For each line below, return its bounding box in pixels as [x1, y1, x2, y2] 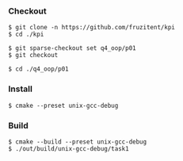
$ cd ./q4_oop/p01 [8, 65, 69, 73]
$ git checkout [8, 52, 59, 59]
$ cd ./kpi [8, 30, 44, 39]
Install [8, 83, 33, 94]
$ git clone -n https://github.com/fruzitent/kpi [8, 24, 176, 32]
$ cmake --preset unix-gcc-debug [8, 102, 119, 109]
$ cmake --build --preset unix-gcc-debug [8, 137, 147, 146]
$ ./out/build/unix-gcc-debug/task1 [8, 144, 129, 152]
